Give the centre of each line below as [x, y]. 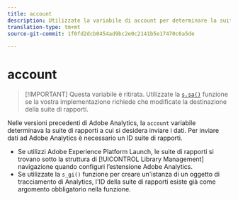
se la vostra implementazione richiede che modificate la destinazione [126, 102]
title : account [30, 14]
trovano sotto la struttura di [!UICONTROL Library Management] [110, 159]
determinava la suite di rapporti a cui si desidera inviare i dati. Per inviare [113, 131]
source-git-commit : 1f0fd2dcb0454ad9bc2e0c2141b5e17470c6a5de [101, 34]
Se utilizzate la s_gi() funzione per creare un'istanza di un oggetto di [119, 175]
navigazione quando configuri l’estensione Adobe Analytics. [105, 167]
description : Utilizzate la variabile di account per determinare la [112, 20]
